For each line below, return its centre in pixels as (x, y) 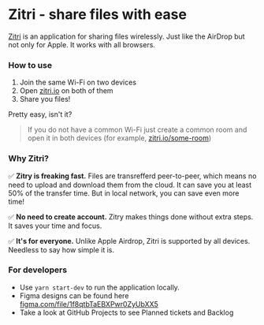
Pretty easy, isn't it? (40, 114)
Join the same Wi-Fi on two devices (78, 82)
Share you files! (45, 99)
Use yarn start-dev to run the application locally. (99, 287)
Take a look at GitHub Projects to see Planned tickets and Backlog (126, 312)
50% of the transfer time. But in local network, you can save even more (124, 193)
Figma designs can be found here (74, 295)
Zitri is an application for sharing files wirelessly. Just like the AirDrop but (127, 36)
